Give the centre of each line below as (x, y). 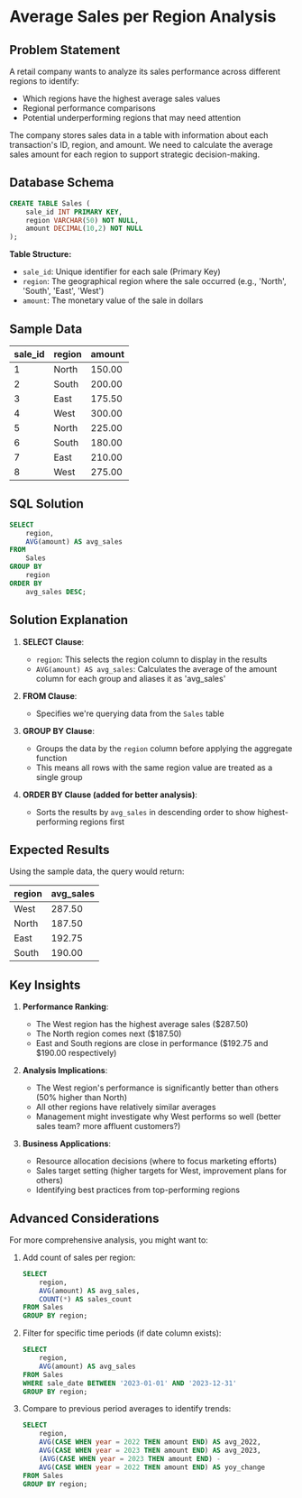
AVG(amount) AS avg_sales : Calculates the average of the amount (156, 668)
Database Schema (62, 183)
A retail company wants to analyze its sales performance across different (145, 71)
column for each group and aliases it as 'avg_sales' (131, 678)
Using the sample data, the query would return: (97, 871)
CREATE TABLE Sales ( (50, 203)
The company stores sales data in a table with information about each (139, 135)
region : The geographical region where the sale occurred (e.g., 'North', (154, 281)
